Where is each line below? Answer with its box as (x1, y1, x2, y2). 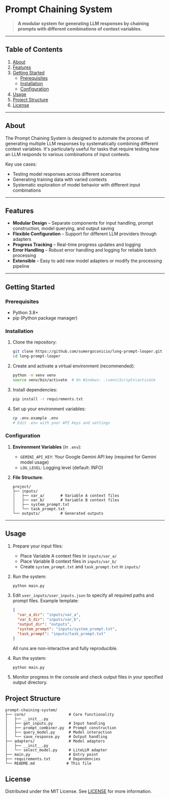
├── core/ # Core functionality (5, 712, 114, 717)
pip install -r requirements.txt (12, 396, 83, 402)
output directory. (12, 680, 48, 686)
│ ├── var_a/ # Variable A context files (12, 493, 120, 498)
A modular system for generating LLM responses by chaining (17, 20, 149, 26)
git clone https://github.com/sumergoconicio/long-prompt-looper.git (12, 349, 163, 354)
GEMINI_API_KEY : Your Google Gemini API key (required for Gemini (20, 453, 157, 459)
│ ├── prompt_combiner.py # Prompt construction (5, 725, 116, 730)
